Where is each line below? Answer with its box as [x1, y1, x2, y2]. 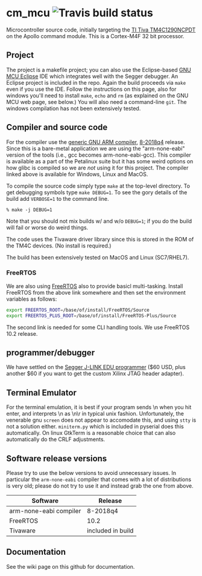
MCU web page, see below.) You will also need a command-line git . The [6, 98, 187, 105]
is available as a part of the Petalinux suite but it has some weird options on [6, 157, 194, 165]
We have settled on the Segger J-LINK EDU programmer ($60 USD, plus [6, 364, 186, 371]
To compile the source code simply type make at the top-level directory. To [6, 182, 191, 189]
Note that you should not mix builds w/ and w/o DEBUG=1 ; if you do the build [6, 217, 192, 224]
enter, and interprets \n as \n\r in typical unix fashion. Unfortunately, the [6, 410, 184, 417]
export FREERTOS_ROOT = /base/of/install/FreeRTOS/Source [6, 307, 150, 313]
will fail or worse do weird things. [6, 224, 89, 231]
